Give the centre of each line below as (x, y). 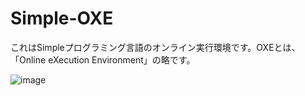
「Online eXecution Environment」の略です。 (103, 59)
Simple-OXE (62, 18)
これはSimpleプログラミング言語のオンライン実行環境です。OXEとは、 (155, 47)
